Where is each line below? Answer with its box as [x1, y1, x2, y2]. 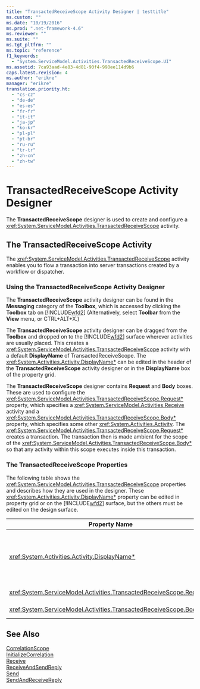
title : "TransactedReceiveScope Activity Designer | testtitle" [6, 8, 169, 15]
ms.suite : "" [6, 36, 39, 42]
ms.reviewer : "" [6, 31, 46, 37]
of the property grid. [6, 371, 57, 378]
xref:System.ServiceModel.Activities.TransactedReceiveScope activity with [6, 346, 190, 353]
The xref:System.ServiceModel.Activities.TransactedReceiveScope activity [6, 255, 190, 262]
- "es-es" [11, 102, 36, 109]
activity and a [6, 408, 40, 415]
